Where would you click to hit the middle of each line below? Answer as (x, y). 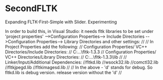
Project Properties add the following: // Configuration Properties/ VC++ (76, 47)
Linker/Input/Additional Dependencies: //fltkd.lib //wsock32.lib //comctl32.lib (82, 62)
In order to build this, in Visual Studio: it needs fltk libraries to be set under (79, 31)
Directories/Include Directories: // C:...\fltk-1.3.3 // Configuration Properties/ (81, 52)
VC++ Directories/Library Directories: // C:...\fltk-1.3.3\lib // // (66, 57)
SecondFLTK (31, 8)
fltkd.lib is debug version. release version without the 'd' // (63, 72)
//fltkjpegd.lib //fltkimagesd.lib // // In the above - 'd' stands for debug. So (79, 67)
